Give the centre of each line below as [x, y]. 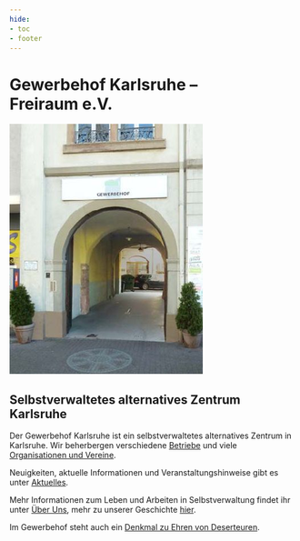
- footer [26, 38]
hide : [20, 19]
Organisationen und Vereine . [63, 456]
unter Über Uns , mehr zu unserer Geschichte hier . [103, 510]
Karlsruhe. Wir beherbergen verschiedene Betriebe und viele [124, 446]
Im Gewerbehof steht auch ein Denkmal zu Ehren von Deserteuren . [135, 527]
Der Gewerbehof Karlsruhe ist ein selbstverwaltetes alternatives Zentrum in [151, 436]
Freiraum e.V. [61, 104]
